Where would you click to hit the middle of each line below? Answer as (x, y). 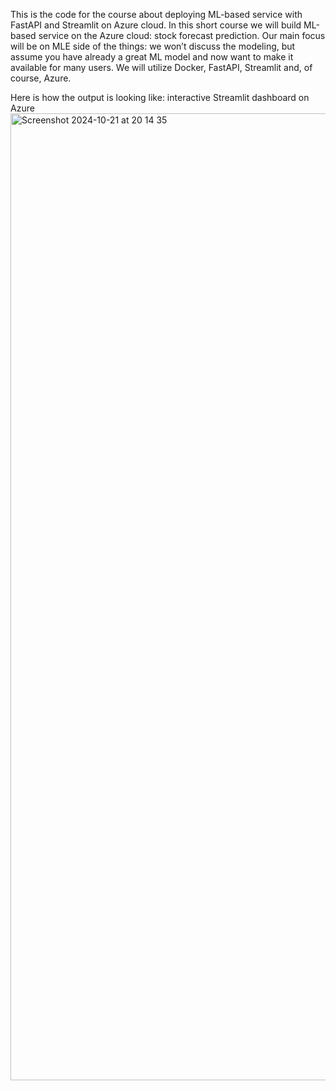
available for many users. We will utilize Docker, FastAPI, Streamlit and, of (161, 67)
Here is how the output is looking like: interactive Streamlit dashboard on (160, 97)
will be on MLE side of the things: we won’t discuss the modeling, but (153, 46)
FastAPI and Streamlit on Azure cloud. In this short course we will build (156, 25)
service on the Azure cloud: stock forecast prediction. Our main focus (182, 35)
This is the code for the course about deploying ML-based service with (156, 14)
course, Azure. (41, 78)
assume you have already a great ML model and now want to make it (152, 57)
